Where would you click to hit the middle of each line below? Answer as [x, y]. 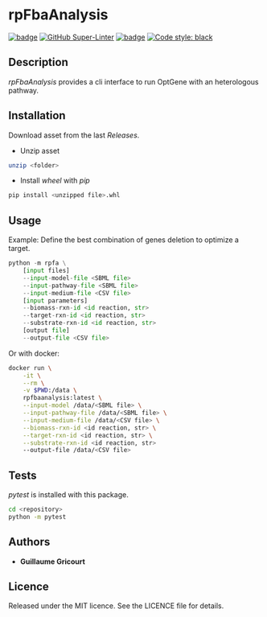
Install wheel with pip [55, 181]
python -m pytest [37, 516]
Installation [37, 115]
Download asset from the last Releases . [74, 135]
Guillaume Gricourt [53, 561]
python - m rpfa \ [37, 263]
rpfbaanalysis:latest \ [63, 398]
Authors [29, 542]
